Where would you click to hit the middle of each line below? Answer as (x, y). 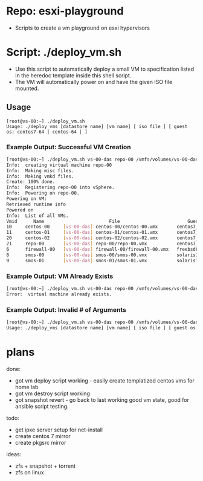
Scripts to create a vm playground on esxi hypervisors (82, 28)
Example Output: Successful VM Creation (69, 147)
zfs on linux (29, 472)
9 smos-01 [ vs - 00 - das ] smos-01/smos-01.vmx (77, 260)
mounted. (27, 88)
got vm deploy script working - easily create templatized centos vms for (105, 380)
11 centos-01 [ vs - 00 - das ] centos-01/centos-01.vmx (82, 233)
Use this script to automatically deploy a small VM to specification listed (105, 69)
